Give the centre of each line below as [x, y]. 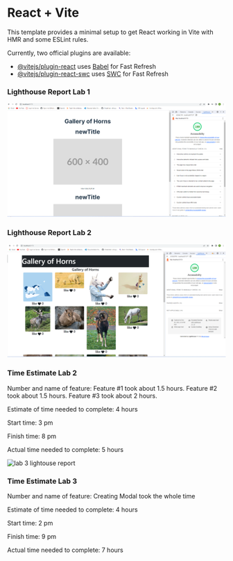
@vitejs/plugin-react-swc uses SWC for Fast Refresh [93, 74]
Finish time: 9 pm [32, 537]
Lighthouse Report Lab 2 [50, 233]
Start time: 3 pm [30, 423]
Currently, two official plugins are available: [69, 53]
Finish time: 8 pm [32, 436]
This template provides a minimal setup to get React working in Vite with [110, 32]
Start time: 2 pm [30, 523]
